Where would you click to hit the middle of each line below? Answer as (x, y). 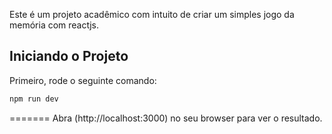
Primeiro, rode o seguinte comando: (83, 80)
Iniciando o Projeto (69, 56)
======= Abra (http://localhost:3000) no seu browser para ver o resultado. (166, 118)
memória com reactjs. (54, 25)
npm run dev (34, 99)
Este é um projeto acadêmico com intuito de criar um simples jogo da (152, 14)
